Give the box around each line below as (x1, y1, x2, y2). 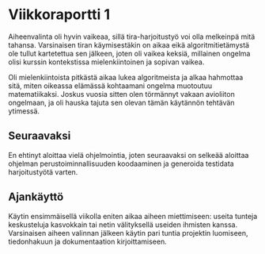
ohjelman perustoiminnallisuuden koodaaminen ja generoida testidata (8, 159, 235, 168)
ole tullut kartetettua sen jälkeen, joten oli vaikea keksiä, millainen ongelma (8, 48, 251, 58)
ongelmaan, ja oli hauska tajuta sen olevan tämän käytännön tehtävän (8, 98, 235, 107)
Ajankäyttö (8, 190, 64, 204)
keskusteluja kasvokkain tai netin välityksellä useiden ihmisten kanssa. (8, 220, 238, 229)
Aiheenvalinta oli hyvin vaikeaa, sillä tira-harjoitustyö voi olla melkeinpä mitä (8, 32, 256, 41)
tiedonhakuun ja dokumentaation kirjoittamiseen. (8, 237, 168, 246)
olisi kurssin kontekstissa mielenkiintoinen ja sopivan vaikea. (8, 57, 205, 67)
